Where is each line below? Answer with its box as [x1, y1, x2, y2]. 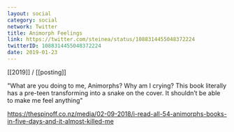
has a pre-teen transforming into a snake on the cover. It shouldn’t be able [7, 88, 221, 97]
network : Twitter [7, 23, 58, 30]
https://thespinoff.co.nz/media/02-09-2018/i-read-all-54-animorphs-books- [7, 109, 227, 118]
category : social [7, 17, 58, 24]
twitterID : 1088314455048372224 [7, 42, 101, 49]
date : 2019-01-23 [7, 49, 58, 56]
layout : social [7, 10, 52, 17]
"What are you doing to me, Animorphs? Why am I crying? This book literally [7, 81, 227, 90]
